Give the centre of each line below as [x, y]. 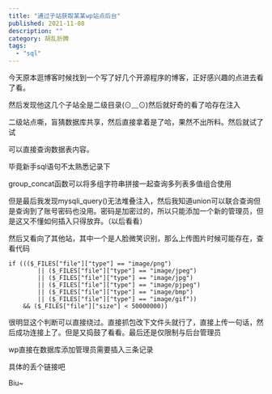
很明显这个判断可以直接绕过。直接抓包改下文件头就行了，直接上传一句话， [132, 322]
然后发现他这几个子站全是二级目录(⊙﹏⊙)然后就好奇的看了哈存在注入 [125, 105]
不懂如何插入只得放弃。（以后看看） [88, 221]
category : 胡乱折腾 [39, 38]
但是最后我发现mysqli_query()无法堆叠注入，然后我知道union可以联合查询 [131, 201]
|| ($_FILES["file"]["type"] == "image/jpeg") [117, 271]
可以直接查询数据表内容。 [51, 149]
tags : [17, 46]
